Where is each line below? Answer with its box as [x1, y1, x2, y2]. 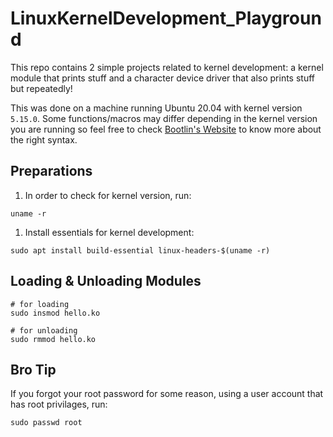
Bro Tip [10, 361, 57, 378]
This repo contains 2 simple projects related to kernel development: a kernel [10, 61, 324, 73]
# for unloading [10, 325, 78, 336]
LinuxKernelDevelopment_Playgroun [10, 7, 322, 30]
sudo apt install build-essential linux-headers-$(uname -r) [10, 245, 271, 256]
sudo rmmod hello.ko [10, 334, 97, 344]
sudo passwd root [10, 418, 83, 428]
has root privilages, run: [10, 398, 108, 411]
